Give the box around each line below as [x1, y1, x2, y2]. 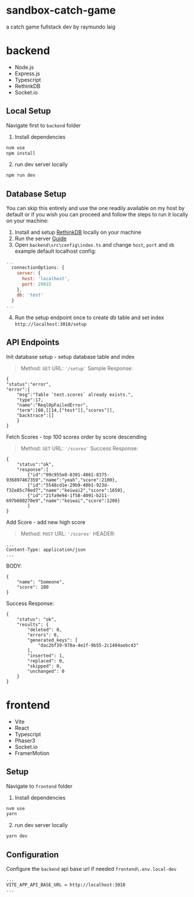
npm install [6, 150, 35, 156]
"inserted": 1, [27, 653, 65, 659]
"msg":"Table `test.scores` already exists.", [17, 392, 134, 397]
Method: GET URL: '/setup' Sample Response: [20, 364, 133, 371]
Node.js [14, 63, 34, 71]
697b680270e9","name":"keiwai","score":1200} [6, 498, 120, 504]
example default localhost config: [14, 247, 96, 255]
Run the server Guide [14, 235, 67, 242]
